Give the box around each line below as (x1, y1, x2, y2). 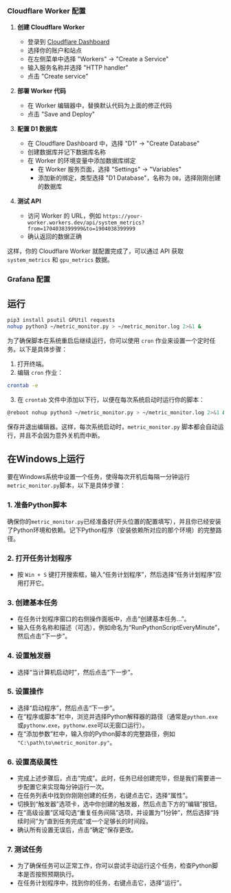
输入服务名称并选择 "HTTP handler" (27, 63, 129, 72)
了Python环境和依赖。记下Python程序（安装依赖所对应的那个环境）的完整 (7, 526, 217, 534)
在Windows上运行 (7, 453, 85, 464)
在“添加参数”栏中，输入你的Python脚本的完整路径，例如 (16, 729, 175, 738)
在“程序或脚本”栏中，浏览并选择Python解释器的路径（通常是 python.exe (16, 712, 219, 721)
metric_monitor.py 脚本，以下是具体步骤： (7, 481, 126, 490)
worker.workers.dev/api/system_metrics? (27, 219, 145, 227)
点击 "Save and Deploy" (27, 110, 95, 119)
